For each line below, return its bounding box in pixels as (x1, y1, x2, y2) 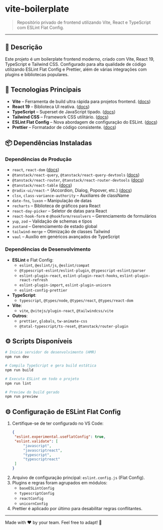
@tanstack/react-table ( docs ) (12, 182, 72, 188)
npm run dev (5, 354, 29, 359)
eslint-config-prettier (19, 288, 68, 293)
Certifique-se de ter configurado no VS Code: (12, 420, 104, 426)
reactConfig (19, 496, 44, 501)
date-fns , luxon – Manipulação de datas (12, 198, 92, 204)
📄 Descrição (5, 43, 43, 51)
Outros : (12, 313, 28, 319)
